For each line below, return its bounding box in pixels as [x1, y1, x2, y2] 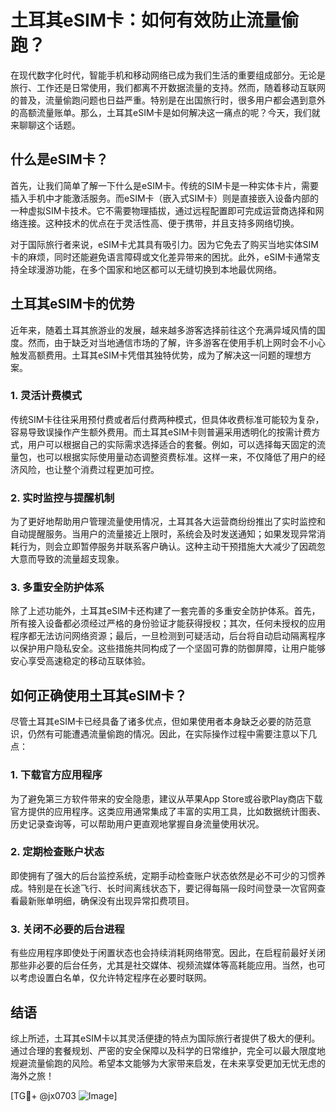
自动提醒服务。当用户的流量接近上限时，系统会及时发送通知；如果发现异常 [10, 528, 317, 540]
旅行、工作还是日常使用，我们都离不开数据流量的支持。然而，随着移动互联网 [10, 81, 326, 93]
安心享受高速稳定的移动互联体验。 [10, 655, 151, 667]
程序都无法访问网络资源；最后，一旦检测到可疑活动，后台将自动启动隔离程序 [10, 630, 326, 642]
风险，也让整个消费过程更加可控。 [18, 463, 160, 475]
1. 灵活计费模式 [10, 389, 83, 403]
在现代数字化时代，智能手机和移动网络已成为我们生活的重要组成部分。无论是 [10, 69, 326, 81]
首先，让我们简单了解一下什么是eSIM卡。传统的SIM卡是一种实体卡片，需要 [10, 179, 319, 191]
